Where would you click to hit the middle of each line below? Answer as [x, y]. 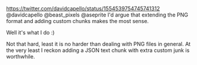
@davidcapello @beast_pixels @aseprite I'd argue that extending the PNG [97, 15]
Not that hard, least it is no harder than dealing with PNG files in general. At [98, 44]
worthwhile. [21, 56]
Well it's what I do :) [30, 32]
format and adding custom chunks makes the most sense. [78, 21]
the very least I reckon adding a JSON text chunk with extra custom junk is [98, 50]
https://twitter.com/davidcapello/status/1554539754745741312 [83, 9]
